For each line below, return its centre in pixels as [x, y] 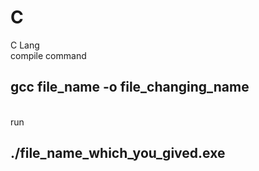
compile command [48, 55]
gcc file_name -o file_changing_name [130, 87]
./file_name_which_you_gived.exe [118, 153]
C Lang [25, 45]
